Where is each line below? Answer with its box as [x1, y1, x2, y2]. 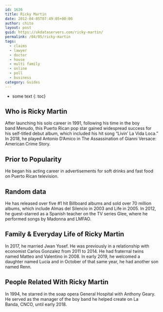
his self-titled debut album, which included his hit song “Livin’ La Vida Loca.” [5, 130, 159, 137]
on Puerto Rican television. [5, 173, 59, 179]
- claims [9, 43, 27, 48]
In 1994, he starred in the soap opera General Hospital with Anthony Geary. [5, 291, 156, 297]
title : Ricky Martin [5, 12, 47, 17]
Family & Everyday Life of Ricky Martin [5, 230, 125, 238]
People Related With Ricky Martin [5, 278, 109, 286]
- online [9, 66, 27, 71]
